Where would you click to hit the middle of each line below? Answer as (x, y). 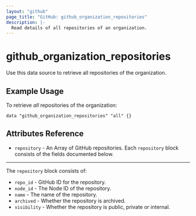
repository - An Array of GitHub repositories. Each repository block (97, 148)
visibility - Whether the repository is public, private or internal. (92, 207)
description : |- (26, 22)
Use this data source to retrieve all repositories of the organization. (86, 73)
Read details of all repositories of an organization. (79, 28)
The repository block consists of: (47, 170)
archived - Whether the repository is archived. (70, 201)
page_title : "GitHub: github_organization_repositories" (77, 17)
